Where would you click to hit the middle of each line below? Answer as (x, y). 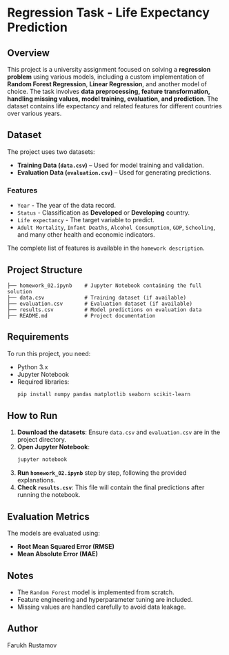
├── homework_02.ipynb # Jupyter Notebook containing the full (104, 285)
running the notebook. (49, 495)
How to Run (32, 416)
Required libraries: (43, 382)
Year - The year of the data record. (66, 206)
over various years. (34, 113)
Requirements (38, 337)
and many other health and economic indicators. (86, 235)
